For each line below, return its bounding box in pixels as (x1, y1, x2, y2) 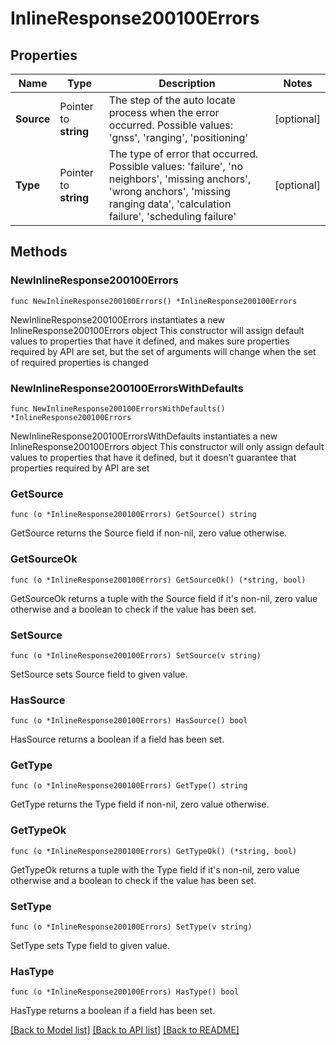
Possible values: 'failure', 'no (108, 160, 243, 173)
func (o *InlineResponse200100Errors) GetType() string (10, 781, 248, 791)
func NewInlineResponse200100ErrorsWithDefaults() (10, 403, 226, 414)
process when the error (108, 106, 220, 119)
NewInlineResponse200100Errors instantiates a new (10, 313, 225, 326)
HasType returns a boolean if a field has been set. (10, 1005, 216, 1017)
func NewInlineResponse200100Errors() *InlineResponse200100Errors (10, 296, 298, 306)
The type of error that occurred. (108, 147, 259, 161)
